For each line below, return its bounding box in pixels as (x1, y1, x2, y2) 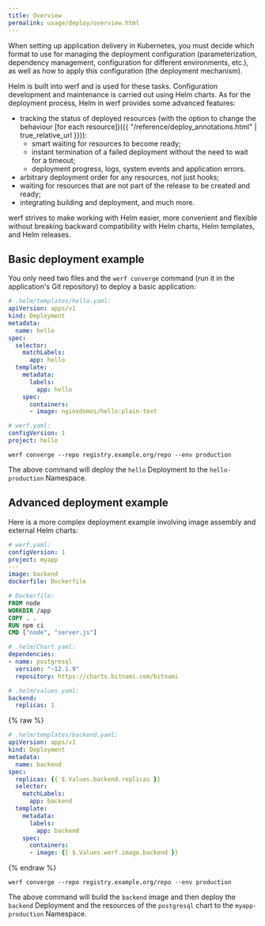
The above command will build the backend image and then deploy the (8, 892, 236, 902)
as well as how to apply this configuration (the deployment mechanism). (8, 66, 243, 75)
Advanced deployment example (8, 496, 168, 510)
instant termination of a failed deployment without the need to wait (31, 147, 248, 157)
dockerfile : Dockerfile (8, 578, 87, 586)
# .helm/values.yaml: (8, 686, 80, 695)
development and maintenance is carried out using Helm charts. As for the (8, 89, 252, 99)
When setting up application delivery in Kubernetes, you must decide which (8, 40, 255, 50)
